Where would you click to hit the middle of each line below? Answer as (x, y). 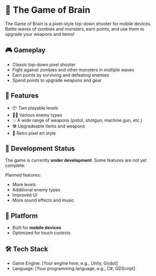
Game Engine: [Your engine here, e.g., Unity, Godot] (65, 263)
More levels (24, 184)
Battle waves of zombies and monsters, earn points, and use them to (75, 29)
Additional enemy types (36, 190)
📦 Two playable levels (35, 108)
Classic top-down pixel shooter (44, 64)
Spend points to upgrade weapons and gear (57, 80)
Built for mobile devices (37, 228)
